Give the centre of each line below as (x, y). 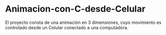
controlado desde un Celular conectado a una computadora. (67, 27)
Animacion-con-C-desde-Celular (75, 9)
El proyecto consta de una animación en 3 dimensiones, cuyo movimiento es (83, 22)
